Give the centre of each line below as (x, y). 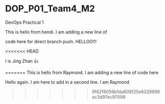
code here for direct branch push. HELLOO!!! (51, 41)
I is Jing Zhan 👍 (22, 61)
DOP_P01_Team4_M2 (50, 9)
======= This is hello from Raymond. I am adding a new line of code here (82, 72)
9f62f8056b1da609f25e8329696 (126, 92)
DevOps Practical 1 (24, 22)
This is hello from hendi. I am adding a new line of (56, 32)
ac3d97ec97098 (109, 97)
